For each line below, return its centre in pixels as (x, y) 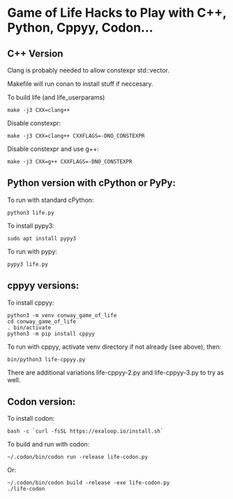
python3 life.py (31, 212)
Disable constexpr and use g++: (53, 149)
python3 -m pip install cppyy (51, 333)
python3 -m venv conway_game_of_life (62, 315)
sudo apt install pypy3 (42, 238)
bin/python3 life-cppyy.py (46, 359)
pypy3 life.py (28, 264)
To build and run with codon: (48, 444)
